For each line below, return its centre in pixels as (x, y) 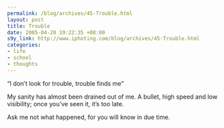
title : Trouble (29, 26)
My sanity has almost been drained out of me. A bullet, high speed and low (112, 97)
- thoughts (23, 64)
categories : (24, 45)
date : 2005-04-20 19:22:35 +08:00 (56, 32)
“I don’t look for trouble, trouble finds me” (66, 83)
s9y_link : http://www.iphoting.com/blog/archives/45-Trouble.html (103, 39)
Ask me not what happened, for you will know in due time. (89, 117)
